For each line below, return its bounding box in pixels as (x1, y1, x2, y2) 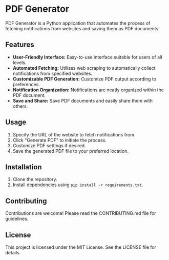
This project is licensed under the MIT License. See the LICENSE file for (5, 244, 157, 250)
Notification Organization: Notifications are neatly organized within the (12, 87, 164, 93)
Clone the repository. (12, 176, 57, 183)
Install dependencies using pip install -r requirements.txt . (12, 182, 143, 188)
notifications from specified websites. (12, 70, 93, 76)
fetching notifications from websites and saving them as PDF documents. (5, 25, 160, 31)
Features (5, 41, 34, 49)
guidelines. (5, 216, 29, 222)
